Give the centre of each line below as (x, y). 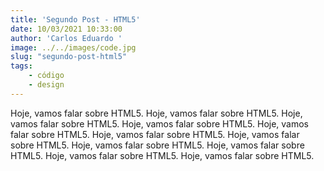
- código (46, 76)
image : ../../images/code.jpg (73, 47)
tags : (21, 66)
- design (46, 85)
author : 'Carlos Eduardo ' (66, 38)
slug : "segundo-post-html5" (69, 57)
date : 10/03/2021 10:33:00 (66, 29)
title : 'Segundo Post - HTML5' (75, 19)
